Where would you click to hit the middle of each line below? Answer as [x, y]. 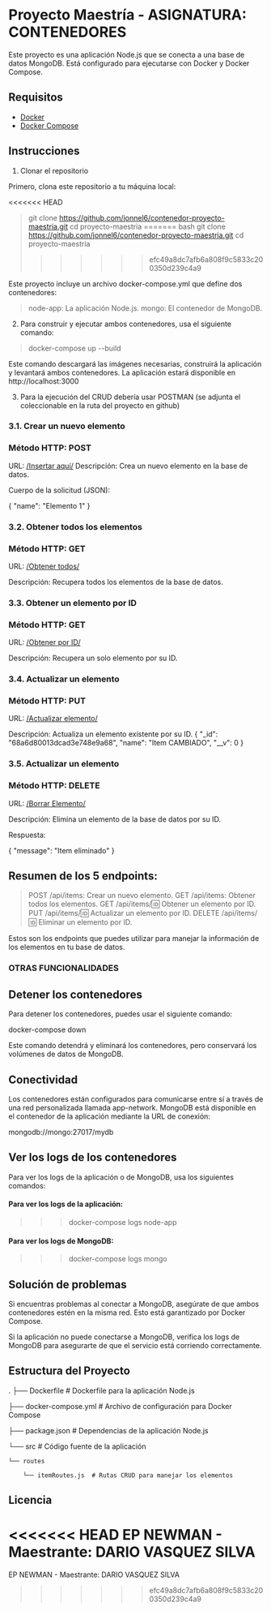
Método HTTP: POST [50, 448]
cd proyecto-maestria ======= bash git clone [148, 226]
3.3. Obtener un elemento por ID [73, 603]
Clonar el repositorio [54, 170]
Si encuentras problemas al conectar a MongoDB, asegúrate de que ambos [134, 1304]
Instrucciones [44, 151]
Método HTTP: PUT [47, 701]
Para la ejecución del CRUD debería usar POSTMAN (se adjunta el [130, 397]
